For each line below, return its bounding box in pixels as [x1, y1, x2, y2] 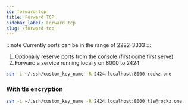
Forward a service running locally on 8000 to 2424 [14, 59, 140, 67]
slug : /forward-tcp [6, 25, 55, 32]
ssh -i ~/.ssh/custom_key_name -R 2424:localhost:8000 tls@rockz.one [6, 99, 183, 105]
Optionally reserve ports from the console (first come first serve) [14, 53, 174, 60]
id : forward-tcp [6, 8, 46, 15]
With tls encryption [6, 85, 64, 93]
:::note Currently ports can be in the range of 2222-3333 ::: [6, 42, 151, 49]
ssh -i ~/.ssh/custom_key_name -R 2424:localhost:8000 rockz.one [6, 71, 171, 77]
